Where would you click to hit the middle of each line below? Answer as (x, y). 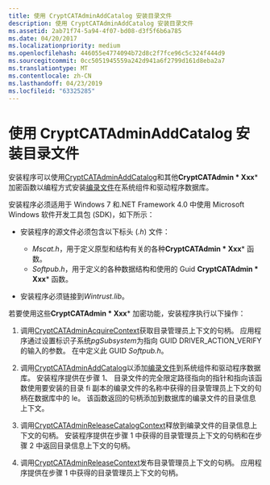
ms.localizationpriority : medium (64, 46)
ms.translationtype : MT (48, 69)
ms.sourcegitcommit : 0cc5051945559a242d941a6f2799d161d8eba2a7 (117, 61)
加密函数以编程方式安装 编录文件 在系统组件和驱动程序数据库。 (111, 187)
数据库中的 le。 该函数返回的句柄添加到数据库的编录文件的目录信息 (145, 398)
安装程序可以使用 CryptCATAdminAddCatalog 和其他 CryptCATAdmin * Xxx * (133, 178)
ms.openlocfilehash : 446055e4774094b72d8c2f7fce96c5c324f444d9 (117, 53)
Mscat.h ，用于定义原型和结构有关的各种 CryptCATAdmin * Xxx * (139, 249)
